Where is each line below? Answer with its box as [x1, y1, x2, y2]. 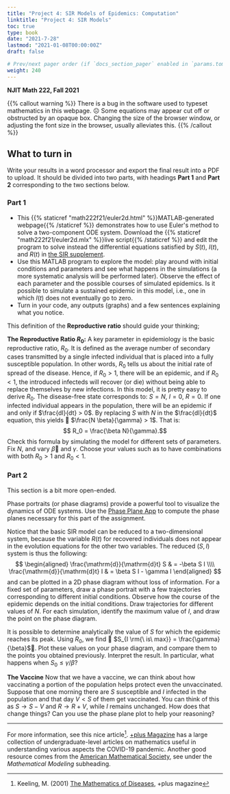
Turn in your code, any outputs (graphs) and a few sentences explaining [16, 301, 220, 309]
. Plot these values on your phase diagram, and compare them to [34, 644, 218, 652]
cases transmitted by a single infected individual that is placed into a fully [7, 352, 214, 361]
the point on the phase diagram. [7, 614, 97, 623]
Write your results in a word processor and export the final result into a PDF [7, 166, 220, 175]
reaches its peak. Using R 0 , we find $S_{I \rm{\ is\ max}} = [7, 635, 177, 645]
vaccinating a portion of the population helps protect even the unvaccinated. [7, 680, 223, 689]
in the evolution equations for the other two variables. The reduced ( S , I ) [7, 542, 210, 550]
